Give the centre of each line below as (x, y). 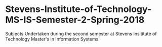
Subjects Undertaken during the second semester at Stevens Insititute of (81, 33)
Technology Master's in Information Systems (52, 39)
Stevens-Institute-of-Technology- (78, 9)
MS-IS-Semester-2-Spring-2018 (75, 20)
